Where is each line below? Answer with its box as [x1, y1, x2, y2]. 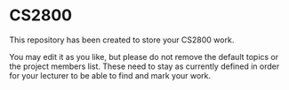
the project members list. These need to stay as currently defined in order [9, 61, 280, 71]
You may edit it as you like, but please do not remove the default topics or [9, 51, 279, 62]
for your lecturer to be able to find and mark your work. [9, 70, 212, 80]
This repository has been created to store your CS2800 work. [9, 34, 235, 45]
